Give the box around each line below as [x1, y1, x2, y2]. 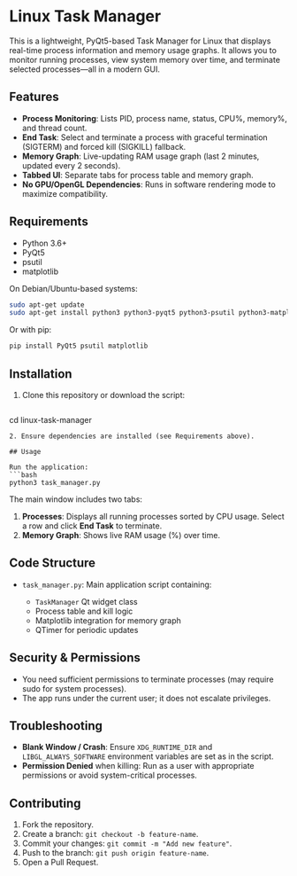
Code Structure [9, 556, 95, 571]
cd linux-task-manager [9, 415, 93, 425]
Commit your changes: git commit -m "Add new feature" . [21, 838, 232, 849]
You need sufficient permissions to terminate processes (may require [21, 674, 274, 684]
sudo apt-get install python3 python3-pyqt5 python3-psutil [9, 309, 236, 317]
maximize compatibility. [21, 188, 109, 199]
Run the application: [9, 463, 89, 472]
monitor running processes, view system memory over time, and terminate [9, 54, 281, 65]
